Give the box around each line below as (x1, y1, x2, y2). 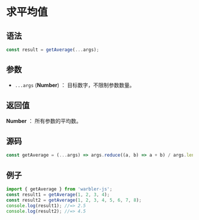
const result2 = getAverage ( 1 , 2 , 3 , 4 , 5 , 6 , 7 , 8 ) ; (6, 197, 142, 203)
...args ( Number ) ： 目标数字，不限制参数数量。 (14, 81, 135, 89)
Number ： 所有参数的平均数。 (6, 117, 82, 124)
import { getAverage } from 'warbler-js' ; (6, 186, 113, 192)
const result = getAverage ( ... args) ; (6, 47, 99, 53)
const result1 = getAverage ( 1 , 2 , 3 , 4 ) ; (6, 192, 110, 198)
